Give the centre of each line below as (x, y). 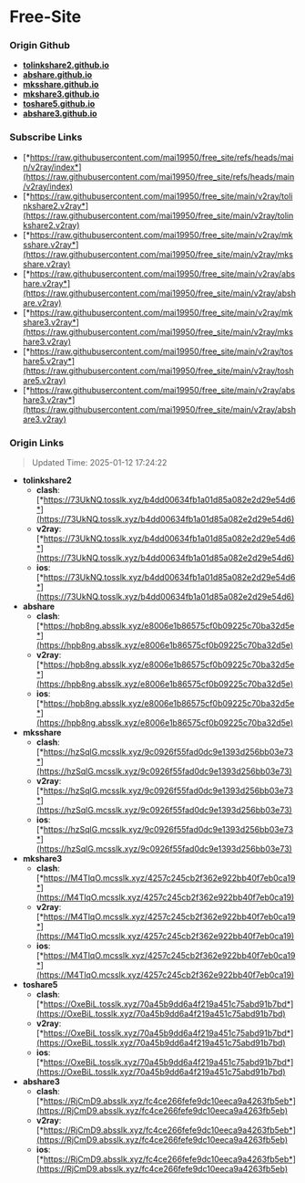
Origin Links (37, 443)
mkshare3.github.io (61, 94)
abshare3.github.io (60, 114)
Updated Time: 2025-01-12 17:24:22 (99, 463)
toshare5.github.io (59, 104)
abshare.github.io (57, 75)
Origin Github (40, 46)
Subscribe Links (46, 137)
